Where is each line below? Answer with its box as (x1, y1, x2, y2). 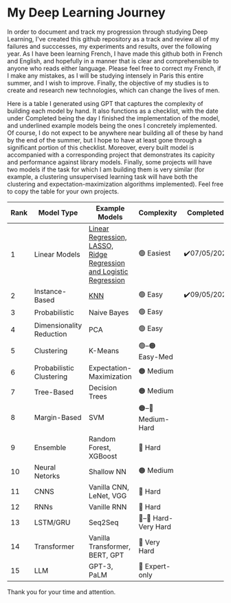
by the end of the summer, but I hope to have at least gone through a (7, 136, 202, 144)
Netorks (34, 471, 60, 480)
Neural (34, 463, 56, 472)
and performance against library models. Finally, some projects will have (7, 158, 212, 166)
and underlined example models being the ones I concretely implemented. (7, 121, 218, 129)
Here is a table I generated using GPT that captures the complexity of (7, 99, 204, 107)
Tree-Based (34, 387, 74, 396)
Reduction (34, 329, 67, 339)
